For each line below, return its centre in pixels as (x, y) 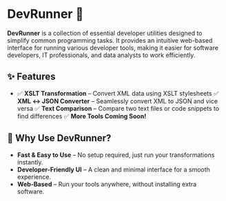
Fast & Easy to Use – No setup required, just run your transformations (116, 155)
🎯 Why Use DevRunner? (59, 138)
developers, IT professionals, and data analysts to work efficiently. (101, 55)
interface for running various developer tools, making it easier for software (113, 47)
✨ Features (31, 77)
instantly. (30, 162)
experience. (34, 177)
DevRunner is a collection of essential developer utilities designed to (105, 33)
